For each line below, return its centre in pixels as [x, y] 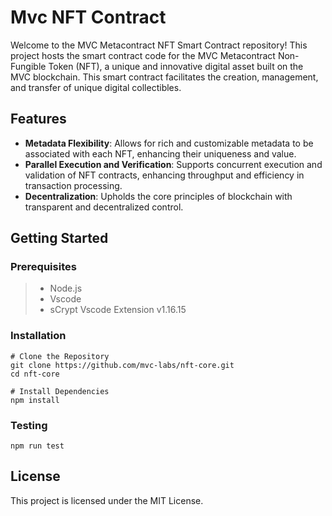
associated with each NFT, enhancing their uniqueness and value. [160, 153]
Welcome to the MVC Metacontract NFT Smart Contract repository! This [159, 45]
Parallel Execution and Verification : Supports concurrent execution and [173, 164]
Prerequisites [43, 267]
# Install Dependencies [60, 391]
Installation [38, 336]
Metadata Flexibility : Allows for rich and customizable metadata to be [169, 143]
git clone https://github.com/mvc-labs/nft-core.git [122, 365]
